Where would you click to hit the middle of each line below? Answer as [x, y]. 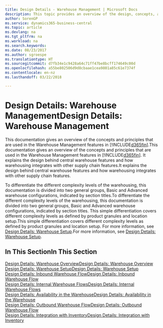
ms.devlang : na [20, 32]
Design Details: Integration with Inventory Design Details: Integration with [77, 315]
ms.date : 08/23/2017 [26, 50]
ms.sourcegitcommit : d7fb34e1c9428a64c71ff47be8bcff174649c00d [70, 64]
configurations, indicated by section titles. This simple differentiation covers [81, 211]
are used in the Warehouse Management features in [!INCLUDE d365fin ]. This [81, 145]
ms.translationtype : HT [29, 59]
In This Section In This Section [51, 252]
